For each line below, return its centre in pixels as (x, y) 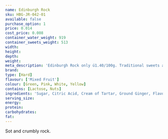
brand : (12, 70)
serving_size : (20, 98)
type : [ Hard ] (19, 75)
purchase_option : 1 (25, 24)
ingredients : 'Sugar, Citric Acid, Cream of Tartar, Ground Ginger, (78, 93)
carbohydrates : (21, 112)
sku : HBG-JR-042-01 (25, 14)
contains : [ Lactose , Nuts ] (33, 89)
